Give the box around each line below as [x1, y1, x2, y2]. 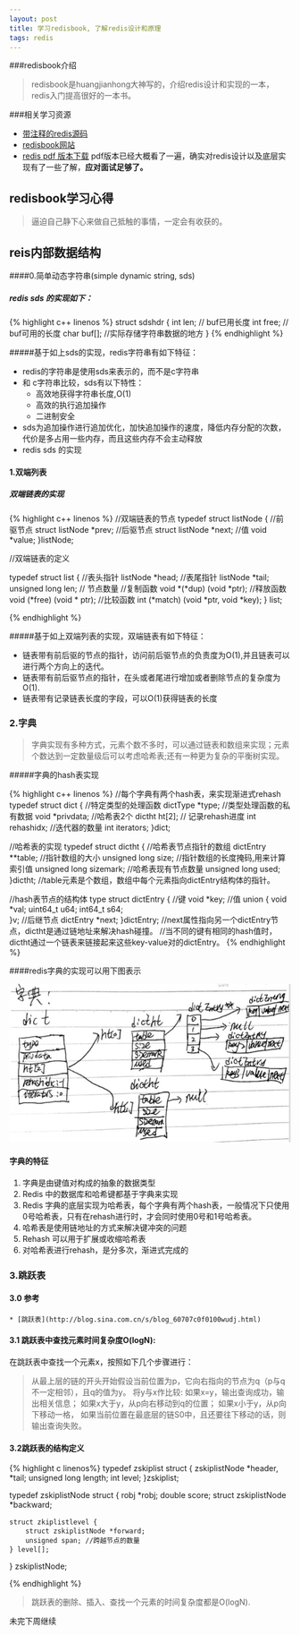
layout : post [9, 14, 58, 23]
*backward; [9, 1500, 53, 1511]
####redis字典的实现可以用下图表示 [9, 965, 142, 976]
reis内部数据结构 [9, 244, 102, 260]
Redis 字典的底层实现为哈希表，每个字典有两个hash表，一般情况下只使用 [21, 1200, 290, 1211]
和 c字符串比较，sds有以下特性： [21, 377, 145, 388]
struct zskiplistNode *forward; [25, 1527, 146, 1536]
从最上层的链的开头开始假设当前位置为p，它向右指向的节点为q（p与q [30, 1375, 286, 1386]
